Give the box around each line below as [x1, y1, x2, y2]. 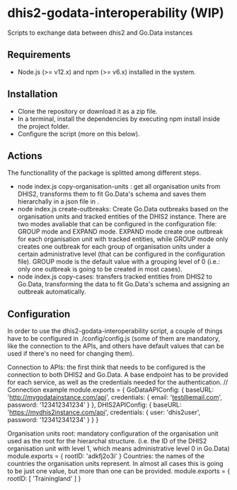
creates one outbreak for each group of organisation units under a [17, 243, 211, 251]
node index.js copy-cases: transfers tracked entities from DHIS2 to [17, 272, 212, 281]
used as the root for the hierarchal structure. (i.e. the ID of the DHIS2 [7, 437, 207, 445]
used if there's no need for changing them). [7, 349, 134, 358]
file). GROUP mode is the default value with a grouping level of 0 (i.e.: [17, 257, 221, 266]
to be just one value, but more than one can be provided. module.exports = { [7, 467, 231, 475]
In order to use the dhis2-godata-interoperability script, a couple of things [7, 327, 223, 335]
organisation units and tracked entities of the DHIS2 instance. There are [17, 212, 226, 221]
